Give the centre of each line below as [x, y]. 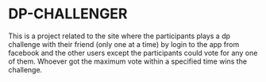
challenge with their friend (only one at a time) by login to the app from [124, 44]
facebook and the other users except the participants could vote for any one [133, 53]
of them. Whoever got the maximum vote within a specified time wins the [128, 61]
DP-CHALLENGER [68, 14]
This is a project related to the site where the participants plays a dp [120, 36]
